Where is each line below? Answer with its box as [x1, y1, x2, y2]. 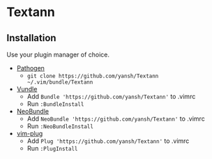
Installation [6, 32, 56, 44]
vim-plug [16, 130, 43, 137]
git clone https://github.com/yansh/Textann [26, 73, 159, 79]
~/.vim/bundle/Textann [26, 79, 93, 86]
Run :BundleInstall [26, 100, 84, 108]
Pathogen [16, 64, 45, 72]
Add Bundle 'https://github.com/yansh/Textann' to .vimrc [26, 92, 196, 100]
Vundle [16, 85, 38, 93]
